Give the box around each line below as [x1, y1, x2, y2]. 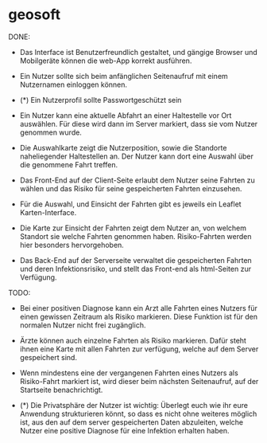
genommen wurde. [19, 127, 82, 137]
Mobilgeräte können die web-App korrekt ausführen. [19, 56, 192, 65]
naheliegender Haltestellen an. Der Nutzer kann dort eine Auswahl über [19, 151, 254, 161]
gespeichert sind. [19, 352, 78, 362]
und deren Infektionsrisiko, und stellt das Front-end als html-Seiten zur [19, 264, 252, 273]
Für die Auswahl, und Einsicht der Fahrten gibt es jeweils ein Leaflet [19, 199, 242, 209]
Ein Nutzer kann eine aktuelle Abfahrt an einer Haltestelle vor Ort [19, 110, 232, 120]
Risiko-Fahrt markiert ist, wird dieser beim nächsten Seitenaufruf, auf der [19, 376, 259, 386]
